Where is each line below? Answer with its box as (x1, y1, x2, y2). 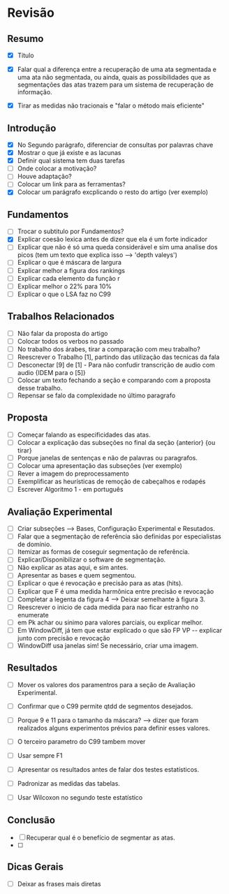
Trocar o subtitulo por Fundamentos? (17, 227, 124, 235)
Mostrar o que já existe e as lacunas (17, 149, 121, 157)
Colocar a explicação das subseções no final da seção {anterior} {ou (17, 438, 216, 446)
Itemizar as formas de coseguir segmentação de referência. (17, 548, 190, 556)
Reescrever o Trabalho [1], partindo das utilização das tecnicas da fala (17, 353, 220, 361)
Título (17, 51, 34, 59)
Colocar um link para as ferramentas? (17, 180, 126, 189)
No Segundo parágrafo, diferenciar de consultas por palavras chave (17, 141, 214, 149)
